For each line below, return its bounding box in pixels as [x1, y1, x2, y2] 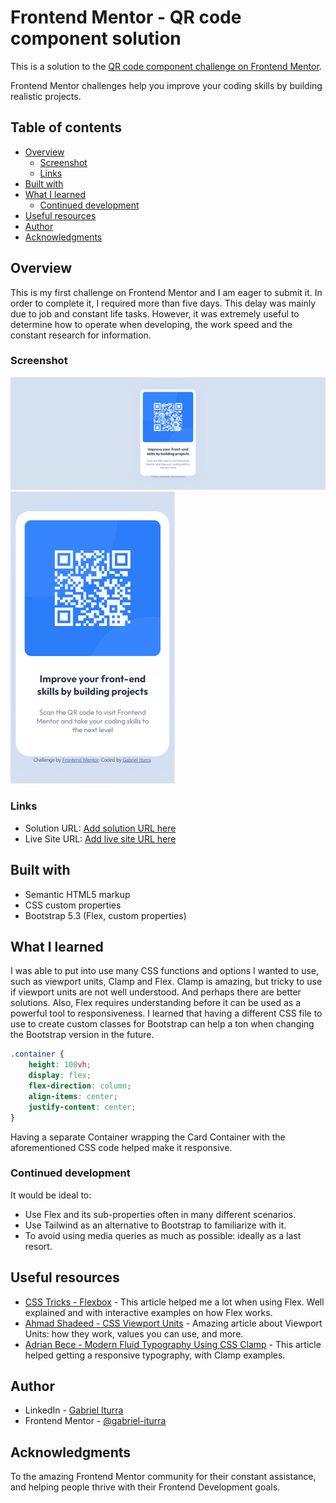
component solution [10, 27, 182, 50]
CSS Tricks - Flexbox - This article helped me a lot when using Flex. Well [24, 1296, 325, 1308]
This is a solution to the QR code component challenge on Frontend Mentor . [10, 60, 322, 72]
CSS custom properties [24, 899, 122, 911]
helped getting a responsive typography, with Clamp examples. [24, 1349, 286, 1361]
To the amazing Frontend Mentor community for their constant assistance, [10, 1471, 317, 1483]
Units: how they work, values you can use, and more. [24, 1327, 244, 1340]
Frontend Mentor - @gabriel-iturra [24, 1415, 167, 1427]
